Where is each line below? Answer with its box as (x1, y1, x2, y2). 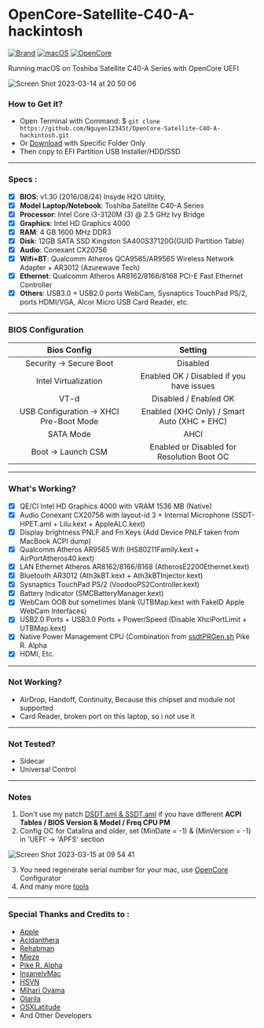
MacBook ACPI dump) (19, 536, 92, 545)
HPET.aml (19, 519, 52, 528)
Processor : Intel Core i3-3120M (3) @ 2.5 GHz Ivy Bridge (19, 209, 205, 219)
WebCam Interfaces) (19, 606, 87, 616)
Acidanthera (19, 935, 60, 945)
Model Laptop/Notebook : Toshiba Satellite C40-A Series (19, 201, 204, 210)
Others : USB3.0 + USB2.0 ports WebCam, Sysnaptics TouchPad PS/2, (19, 289, 247, 298)
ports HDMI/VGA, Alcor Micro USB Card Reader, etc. (19, 298, 189, 307)
